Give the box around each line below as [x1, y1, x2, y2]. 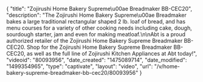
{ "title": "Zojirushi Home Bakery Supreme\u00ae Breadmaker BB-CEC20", [6, 5, 193, 12]
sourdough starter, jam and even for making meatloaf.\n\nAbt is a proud [6, 31, 186, 38]
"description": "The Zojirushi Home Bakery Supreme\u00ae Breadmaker [6, 11, 187, 19]
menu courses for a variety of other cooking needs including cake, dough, [6, 24, 193, 31]
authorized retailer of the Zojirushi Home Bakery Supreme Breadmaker [6, 37, 183, 44]
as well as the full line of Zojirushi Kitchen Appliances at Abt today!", [26, 50, 198, 57]
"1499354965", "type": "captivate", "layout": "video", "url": [6, 63, 153, 70]
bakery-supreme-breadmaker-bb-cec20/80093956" [6, 69, 139, 76]
